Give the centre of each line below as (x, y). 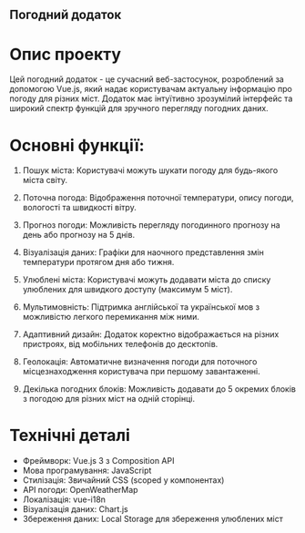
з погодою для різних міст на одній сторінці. (109, 399)
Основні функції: (77, 145)
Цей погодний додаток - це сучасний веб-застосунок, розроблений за (147, 79)
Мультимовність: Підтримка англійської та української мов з (141, 307)
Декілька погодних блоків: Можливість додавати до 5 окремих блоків (159, 389)
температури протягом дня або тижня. (98, 262)
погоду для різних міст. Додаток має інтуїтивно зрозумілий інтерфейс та (151, 98)
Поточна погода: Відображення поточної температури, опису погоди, (158, 198)
